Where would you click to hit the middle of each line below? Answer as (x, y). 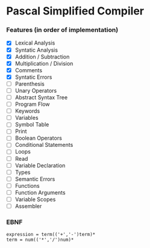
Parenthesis (30, 84)
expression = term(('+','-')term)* (51, 235)
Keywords (27, 111)
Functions (27, 185)
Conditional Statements (44, 145)
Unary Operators (36, 90)
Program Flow (32, 104)
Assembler (28, 206)
